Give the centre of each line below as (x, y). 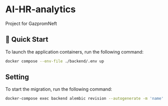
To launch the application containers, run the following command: (75, 51)
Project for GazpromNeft (31, 23)
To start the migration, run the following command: (59, 89)
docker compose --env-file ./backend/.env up (55, 61)
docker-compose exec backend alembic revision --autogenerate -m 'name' (85, 99)
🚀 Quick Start (27, 39)
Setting (17, 77)
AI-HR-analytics (40, 9)
